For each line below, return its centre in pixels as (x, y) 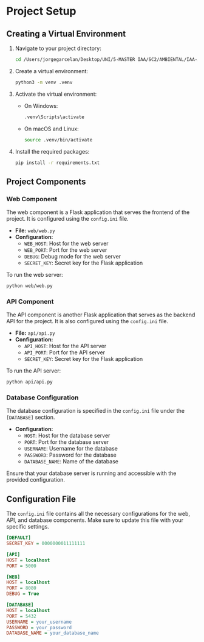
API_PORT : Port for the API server (64, 352)
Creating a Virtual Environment (66, 34)
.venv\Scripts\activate (54, 117)
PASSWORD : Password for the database (70, 455)
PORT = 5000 (21, 566)
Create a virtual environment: (51, 71)
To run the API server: (34, 371)
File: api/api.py (35, 333)
